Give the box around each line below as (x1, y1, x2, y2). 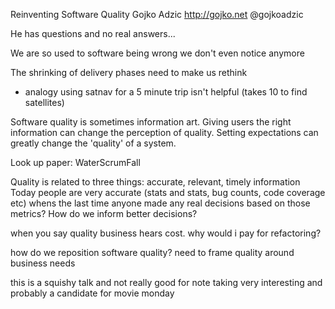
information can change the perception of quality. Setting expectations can (10, 127, 319, 138)
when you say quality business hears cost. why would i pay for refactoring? (10, 227, 322, 239)
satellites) (24, 97, 65, 108)
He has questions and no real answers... (10, 28, 176, 39)
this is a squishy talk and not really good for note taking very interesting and (10, 277, 323, 288)
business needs (10, 257, 76, 269)
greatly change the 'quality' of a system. (10, 137, 177, 149)
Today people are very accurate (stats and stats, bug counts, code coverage (10, 187, 326, 198)
